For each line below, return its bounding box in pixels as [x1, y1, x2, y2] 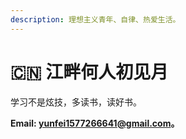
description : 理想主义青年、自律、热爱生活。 [10, 14, 181, 25]
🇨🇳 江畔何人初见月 [10, 61, 169, 83]
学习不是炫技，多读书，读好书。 [10, 96, 142, 108]
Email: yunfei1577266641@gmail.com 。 [10, 117, 180, 129]
